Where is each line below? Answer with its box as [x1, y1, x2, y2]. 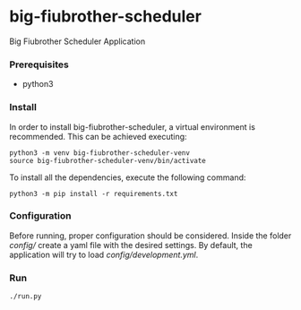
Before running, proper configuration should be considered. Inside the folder [9, 230, 292, 241]
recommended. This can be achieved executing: [9, 131, 187, 142]
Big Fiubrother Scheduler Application [9, 36, 146, 47]
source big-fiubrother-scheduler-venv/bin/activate [9, 156, 206, 165]
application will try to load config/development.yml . [9, 249, 199, 260]
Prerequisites [9, 58, 69, 71]
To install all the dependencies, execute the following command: [9, 172, 246, 183]
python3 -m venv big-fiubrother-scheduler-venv [9, 148, 191, 158]
